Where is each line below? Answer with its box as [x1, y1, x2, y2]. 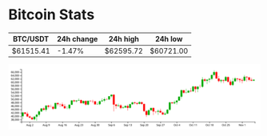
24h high [108, 34, 140, 44]
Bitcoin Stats [8, 6, 95, 24]
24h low [154, 34, 183, 44]
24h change [57, 34, 98, 44]
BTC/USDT [13, 34, 50, 44]
